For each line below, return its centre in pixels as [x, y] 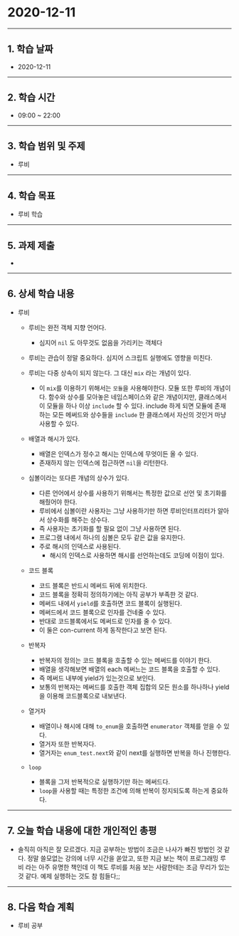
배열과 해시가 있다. [54, 438]
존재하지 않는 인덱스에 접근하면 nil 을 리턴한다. [103, 463]
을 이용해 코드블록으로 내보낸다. [83, 695]
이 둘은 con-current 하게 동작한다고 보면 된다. [103, 630]
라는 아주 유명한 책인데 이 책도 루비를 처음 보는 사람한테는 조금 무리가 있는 [128, 867]
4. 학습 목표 [31, 195]
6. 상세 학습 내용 [41, 294]
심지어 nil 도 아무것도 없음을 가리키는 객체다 [101, 342]
